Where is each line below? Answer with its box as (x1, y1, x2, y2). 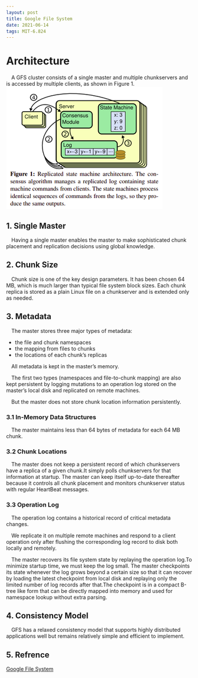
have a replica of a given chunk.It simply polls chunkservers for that (6, 467, 171, 474)
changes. (6, 520, 29, 527)
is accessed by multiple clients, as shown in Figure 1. (6, 80, 135, 87)
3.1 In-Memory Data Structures (6, 413, 96, 421)
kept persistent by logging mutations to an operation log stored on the (6, 380, 177, 387)
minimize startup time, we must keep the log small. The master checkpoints (6, 562, 190, 569)
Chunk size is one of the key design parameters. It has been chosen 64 (11, 275, 185, 283)
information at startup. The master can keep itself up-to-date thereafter (6, 473, 180, 481)
